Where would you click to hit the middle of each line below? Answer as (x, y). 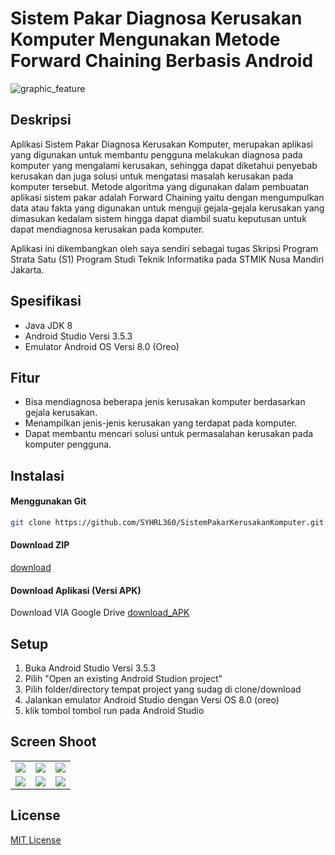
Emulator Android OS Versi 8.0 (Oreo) (102, 346)
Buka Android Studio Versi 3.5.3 (90, 668)
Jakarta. (27, 269)
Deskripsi (41, 120)
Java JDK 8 (48, 325)
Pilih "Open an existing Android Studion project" (123, 679)
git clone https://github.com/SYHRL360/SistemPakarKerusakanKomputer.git (167, 522)
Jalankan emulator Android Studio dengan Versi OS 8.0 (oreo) (152, 700)
